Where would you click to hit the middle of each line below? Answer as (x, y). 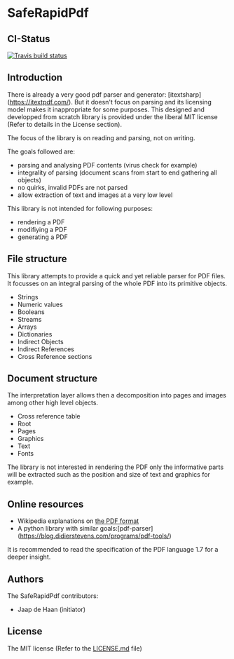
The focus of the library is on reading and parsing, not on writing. (101, 137)
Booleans (31, 312)
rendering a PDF (41, 222)
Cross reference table (49, 416)
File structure (37, 259)
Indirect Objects (41, 341)
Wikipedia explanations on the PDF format (78, 521)
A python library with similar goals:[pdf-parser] (85, 529)
